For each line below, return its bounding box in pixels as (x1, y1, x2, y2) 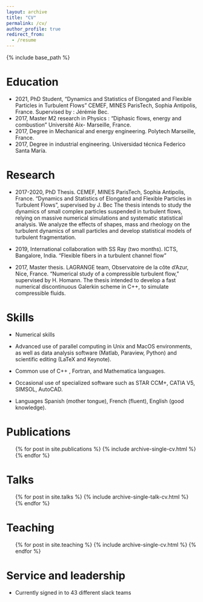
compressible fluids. (15, 289, 66, 297)
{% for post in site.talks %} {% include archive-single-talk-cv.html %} (15, 493, 189, 500)
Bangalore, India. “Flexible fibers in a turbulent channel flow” (15, 252, 167, 259)
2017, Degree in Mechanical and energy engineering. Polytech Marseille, (15, 127, 196, 134)
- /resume (12, 37, 36, 43)
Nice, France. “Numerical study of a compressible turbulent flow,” (15, 270, 179, 277)
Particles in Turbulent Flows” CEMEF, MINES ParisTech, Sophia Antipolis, (15, 102, 197, 109)
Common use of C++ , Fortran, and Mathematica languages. (15, 367, 165, 375)
